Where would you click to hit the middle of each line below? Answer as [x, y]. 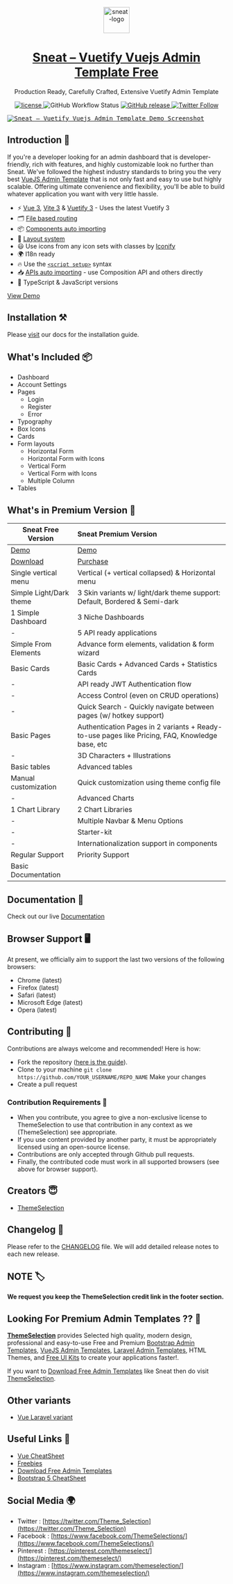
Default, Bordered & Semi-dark [128, 602]
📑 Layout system [41, 238]
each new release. [34, 1254]
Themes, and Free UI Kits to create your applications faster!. [93, 1358]
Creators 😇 [33, 1191]
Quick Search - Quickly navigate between [146, 707]
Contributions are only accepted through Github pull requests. [106, 1154]
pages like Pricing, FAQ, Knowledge [159, 736]
